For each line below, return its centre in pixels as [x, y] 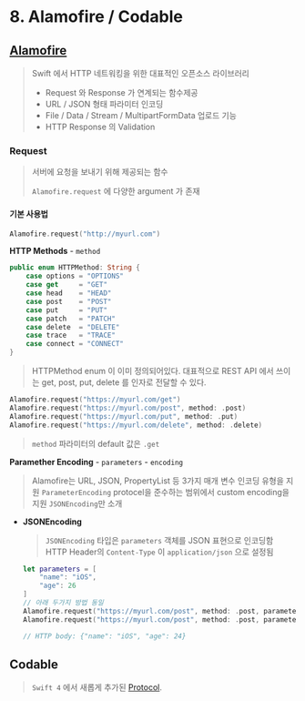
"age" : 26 [58, 586]
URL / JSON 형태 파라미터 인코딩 [104, 104]
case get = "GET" [66, 285]
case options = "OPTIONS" [75, 276]
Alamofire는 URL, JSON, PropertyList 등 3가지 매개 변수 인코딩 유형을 [158, 481]
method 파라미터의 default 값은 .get [96, 443]
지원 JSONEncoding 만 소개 [77, 503]
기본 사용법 [29, 213]
